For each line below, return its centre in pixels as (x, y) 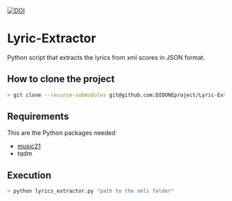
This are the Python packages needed (61, 133)
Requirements (38, 117)
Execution (29, 175)
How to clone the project (61, 79)
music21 (29, 146)
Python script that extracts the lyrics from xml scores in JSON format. (106, 57)
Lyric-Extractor (52, 39)
